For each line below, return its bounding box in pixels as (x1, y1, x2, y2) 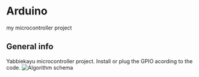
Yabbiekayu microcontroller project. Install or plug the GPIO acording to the (6, 57, 193, 64)
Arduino (6, 4, 48, 18)
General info (6, 42, 54, 52)
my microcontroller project (6, 24, 72, 31)
